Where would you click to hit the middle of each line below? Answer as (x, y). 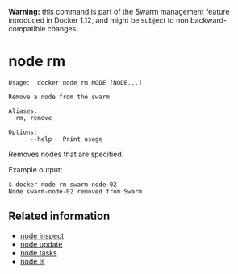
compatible (27, 29)
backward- (209, 20)
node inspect (42, 235)
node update (41, 244)
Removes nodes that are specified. (66, 154)
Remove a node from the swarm (59, 97)
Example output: (35, 169)
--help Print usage (66, 139)
